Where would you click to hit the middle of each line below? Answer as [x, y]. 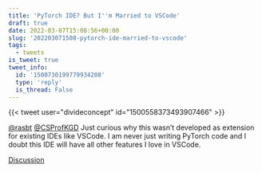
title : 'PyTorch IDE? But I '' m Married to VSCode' [94, 16]
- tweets [30, 53]
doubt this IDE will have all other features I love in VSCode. [105, 145]
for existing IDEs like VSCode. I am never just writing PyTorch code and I [127, 136]
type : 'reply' [39, 82]
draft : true [28, 23]
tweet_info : [28, 68]
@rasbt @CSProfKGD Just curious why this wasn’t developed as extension [131, 127]
